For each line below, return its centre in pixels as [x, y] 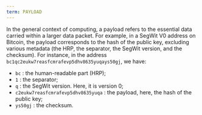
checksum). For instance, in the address [57, 54]
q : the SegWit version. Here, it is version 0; [69, 86]
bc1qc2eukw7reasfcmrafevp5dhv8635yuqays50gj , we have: [76, 61]
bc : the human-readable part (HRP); [61, 73]
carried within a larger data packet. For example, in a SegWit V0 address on [101, 35]
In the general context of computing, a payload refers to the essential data [99, 29]
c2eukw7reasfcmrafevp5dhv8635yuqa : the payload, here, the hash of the [103, 92]
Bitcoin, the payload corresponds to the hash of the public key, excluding [98, 42]
